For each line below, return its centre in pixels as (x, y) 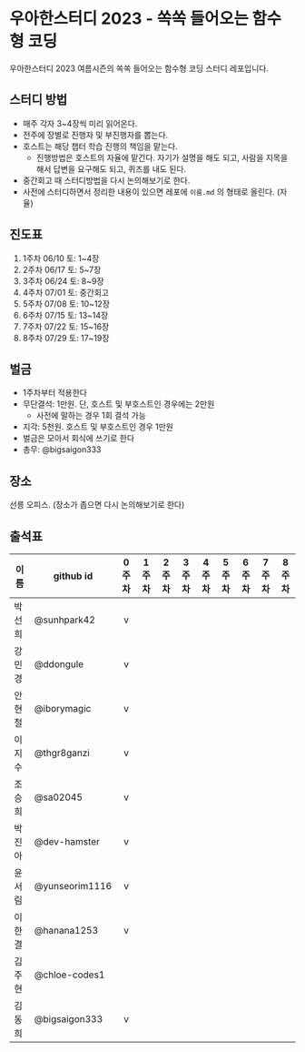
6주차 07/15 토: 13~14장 (65, 315)
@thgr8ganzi (62, 753)
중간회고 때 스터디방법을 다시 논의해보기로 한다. (106, 180)
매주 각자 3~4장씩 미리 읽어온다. (80, 123)
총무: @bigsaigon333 (62, 450)
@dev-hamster (67, 841)
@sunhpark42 (64, 620)
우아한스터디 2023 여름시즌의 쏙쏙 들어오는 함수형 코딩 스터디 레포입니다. (139, 68)
